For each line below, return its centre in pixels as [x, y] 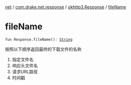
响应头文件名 [25, 66]
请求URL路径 [25, 71]
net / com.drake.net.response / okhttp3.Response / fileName [65, 7]
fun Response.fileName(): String [39, 39]
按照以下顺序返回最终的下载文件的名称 [43, 49]
